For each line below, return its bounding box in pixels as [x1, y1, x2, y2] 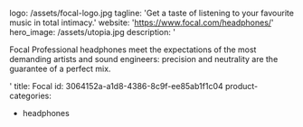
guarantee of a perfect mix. [9, 63, 111, 74]
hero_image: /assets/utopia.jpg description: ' [9, 27, 176, 37]
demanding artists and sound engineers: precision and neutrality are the [9, 54, 279, 64]
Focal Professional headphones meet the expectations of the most [9, 44, 257, 55]
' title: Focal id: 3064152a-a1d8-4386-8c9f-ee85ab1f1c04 [9, 81, 223, 91]
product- [224, 81, 259, 91]
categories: [9, 90, 52, 101]
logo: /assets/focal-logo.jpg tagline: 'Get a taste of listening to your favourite [9, 8, 294, 18]
